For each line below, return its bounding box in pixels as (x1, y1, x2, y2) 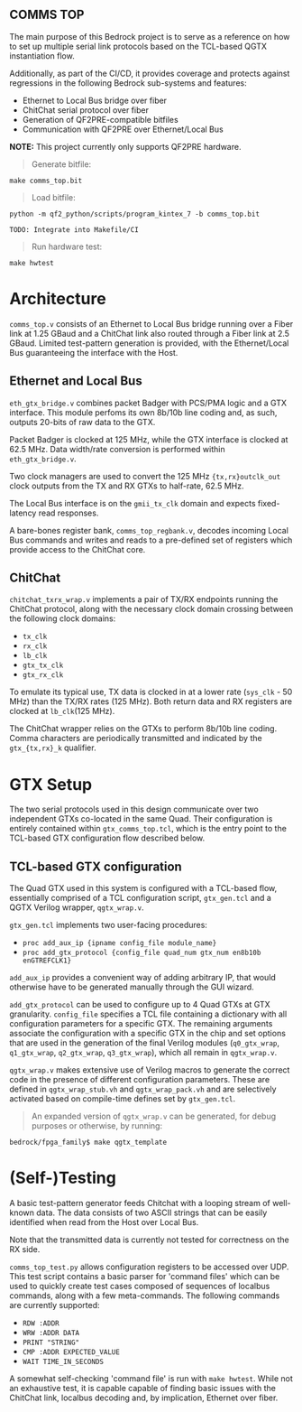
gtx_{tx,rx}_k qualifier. (9, 742, 96, 753)
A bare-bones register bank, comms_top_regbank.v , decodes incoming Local (9, 525, 288, 535)
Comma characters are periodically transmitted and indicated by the (9, 733, 263, 744)
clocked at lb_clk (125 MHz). (9, 706, 115, 717)
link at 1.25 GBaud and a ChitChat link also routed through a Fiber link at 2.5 (9, 328, 290, 339)
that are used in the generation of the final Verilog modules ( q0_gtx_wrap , (9, 1037, 280, 1048)
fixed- (257, 497, 280, 508)
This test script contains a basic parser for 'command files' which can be (9, 1271, 280, 1282)
